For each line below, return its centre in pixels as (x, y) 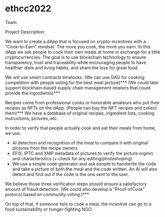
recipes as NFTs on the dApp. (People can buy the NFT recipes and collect (81, 108)
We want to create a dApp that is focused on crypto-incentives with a (76, 41)
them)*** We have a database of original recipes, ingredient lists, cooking (80, 113)
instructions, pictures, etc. (32, 118)
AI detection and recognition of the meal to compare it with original (80, 143)
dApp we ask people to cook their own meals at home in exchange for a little (83, 52)
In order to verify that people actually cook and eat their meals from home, (81, 128)
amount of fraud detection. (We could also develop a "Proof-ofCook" (75, 189)
